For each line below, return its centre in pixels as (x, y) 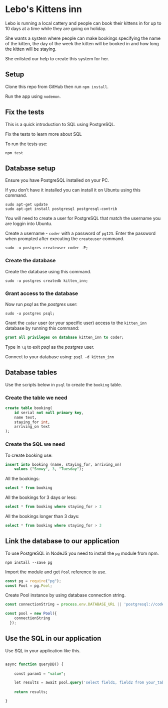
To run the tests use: (26, 144)
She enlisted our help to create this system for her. (57, 58)
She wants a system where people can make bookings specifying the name (83, 38)
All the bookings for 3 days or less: (41, 497)
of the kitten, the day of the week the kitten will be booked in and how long (82, 43)
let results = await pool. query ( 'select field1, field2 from (79, 683)
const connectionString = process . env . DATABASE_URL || (63, 604)
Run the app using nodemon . (33, 96)
